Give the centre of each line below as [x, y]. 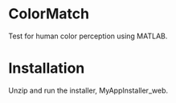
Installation [47, 68]
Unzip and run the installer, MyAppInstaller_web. [88, 90]
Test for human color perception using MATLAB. [88, 36]
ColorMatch [49, 14]
